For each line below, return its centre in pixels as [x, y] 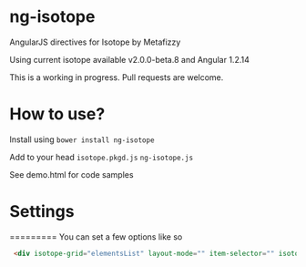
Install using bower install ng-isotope [82, 139]
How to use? [57, 114]
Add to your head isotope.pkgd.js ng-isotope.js [102, 157]
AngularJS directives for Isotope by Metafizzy [95, 42]
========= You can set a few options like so [96, 236]
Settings [42, 212]
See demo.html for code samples [71, 174]
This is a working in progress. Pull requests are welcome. [117, 77]
